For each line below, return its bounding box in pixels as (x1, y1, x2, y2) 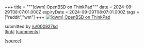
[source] (4, 38, 22, 44)
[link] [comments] (4, 29, 40, 34)
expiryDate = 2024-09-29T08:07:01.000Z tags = (42, 9, 140, 15)
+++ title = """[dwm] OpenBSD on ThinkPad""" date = (4, 4, 112, 10)
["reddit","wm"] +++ (4, 14, 45, 20)
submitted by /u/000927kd (4, 24, 58, 29)
